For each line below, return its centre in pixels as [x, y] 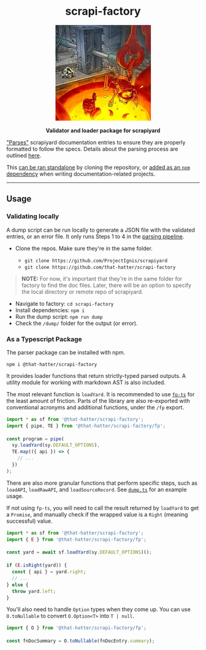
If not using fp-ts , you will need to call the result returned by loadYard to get [103, 507]
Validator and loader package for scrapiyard [103, 130]
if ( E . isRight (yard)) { [37, 566]
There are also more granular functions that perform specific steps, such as [102, 483]
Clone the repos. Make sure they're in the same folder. [84, 248]
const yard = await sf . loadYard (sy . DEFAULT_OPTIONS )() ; [79, 552]
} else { [17, 585]
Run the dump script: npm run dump [59, 316]
